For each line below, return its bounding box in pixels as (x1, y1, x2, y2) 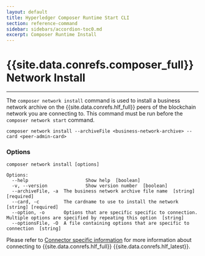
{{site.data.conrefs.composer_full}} (6, 58, 194, 72)
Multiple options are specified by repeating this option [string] (6, 215, 184, 221)
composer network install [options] (6, 161, 99, 168)
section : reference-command (6, 20, 78, 26)
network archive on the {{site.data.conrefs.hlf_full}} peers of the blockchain (6, 103, 196, 111)
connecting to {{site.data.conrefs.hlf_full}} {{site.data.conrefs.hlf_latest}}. (6, 243, 191, 251)
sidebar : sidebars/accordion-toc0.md (6, 26, 103, 32)
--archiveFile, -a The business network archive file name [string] (12, 188, 195, 194)
